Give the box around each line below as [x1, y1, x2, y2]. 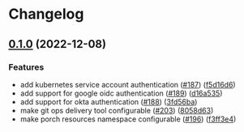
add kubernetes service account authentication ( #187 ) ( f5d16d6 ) [19, 79, 237, 89]
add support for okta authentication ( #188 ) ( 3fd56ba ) [19, 96, 198, 106]
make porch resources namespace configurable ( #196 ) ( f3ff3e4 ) [19, 114, 237, 124]
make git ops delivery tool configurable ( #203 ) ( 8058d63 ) [19, 105, 214, 115]
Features [8, 62, 45, 73]
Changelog [8, 5, 84, 23]
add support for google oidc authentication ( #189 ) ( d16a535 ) [19, 88, 223, 98]
